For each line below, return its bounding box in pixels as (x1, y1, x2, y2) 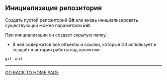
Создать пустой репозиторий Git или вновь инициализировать (5, 17, 138, 23)
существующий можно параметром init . (5, 22, 91, 28)
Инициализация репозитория (5, 4, 102, 12)
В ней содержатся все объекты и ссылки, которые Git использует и (12, 41, 157, 47)
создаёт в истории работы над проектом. (12, 46, 101, 52)
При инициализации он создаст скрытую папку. (5, 32, 107, 38)
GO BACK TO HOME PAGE (5, 69, 59, 76)
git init (5, 56, 23, 61)
